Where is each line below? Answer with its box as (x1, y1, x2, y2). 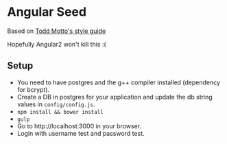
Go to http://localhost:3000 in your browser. (16, 121, 142, 130)
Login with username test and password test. (16, 129, 145, 137)
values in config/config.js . (16, 100, 95, 108)
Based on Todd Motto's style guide (7, 27, 106, 35)
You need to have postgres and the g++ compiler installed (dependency (16, 78, 221, 86)
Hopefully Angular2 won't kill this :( (7, 40, 106, 48)
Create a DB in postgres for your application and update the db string (16, 93, 213, 101)
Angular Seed (7, 4, 87, 20)
